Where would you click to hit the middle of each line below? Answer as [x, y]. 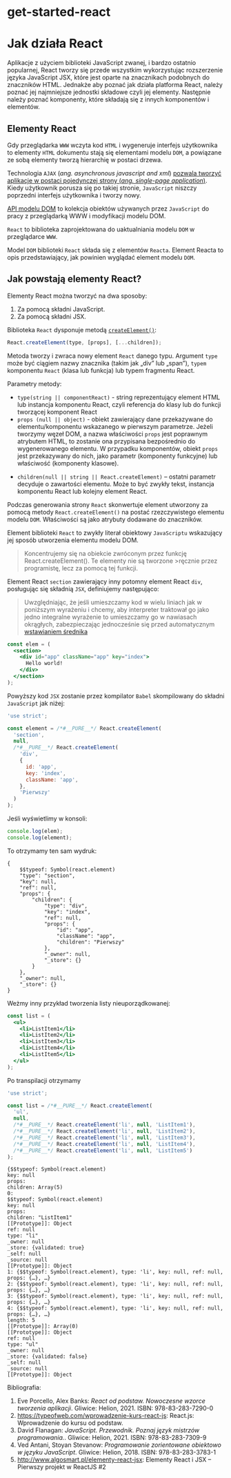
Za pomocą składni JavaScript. [61, 309]
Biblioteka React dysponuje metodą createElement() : [82, 329]
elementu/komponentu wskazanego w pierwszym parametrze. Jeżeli [115, 426]
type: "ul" [23, 1345]
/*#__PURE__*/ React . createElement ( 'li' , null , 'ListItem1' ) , [104, 1125]
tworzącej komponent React [57, 412]
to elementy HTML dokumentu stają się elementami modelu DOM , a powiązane [114, 152]
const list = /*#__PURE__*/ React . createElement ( [80, 1106]
